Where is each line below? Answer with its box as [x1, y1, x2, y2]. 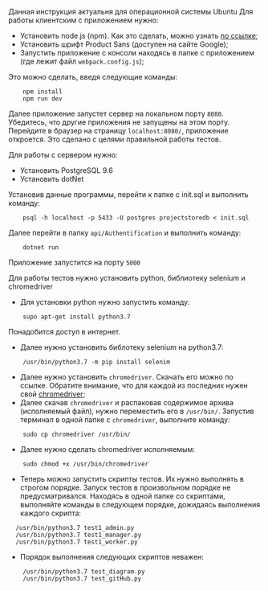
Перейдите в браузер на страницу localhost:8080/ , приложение [8, 126, 229, 135]
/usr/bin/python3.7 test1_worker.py [15, 538, 138, 546]
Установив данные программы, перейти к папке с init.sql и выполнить [8, 190, 249, 199]
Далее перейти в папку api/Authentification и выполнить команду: [8, 228, 242, 237]
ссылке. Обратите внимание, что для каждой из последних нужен [19, 381, 249, 390]
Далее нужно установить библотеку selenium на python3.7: [19, 343, 224, 352]
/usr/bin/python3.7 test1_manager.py [15, 531, 142, 539]
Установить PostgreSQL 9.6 [19, 166, 114, 175]
